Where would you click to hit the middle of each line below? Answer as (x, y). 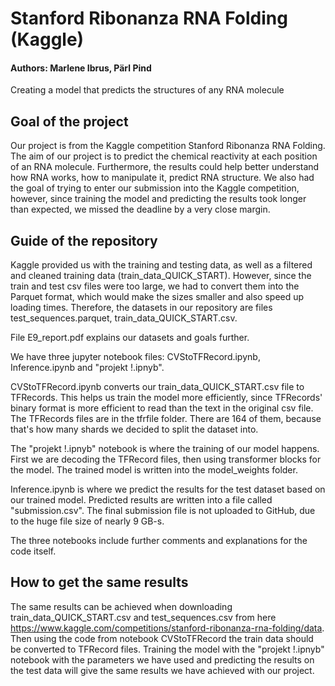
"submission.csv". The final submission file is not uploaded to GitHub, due (163, 511)
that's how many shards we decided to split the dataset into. (134, 429)
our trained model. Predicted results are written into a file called (141, 500)
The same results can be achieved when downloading (121, 606)
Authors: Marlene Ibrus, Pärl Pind (81, 68)
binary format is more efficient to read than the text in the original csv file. (162, 408)
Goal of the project (69, 121)
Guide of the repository (84, 240)
